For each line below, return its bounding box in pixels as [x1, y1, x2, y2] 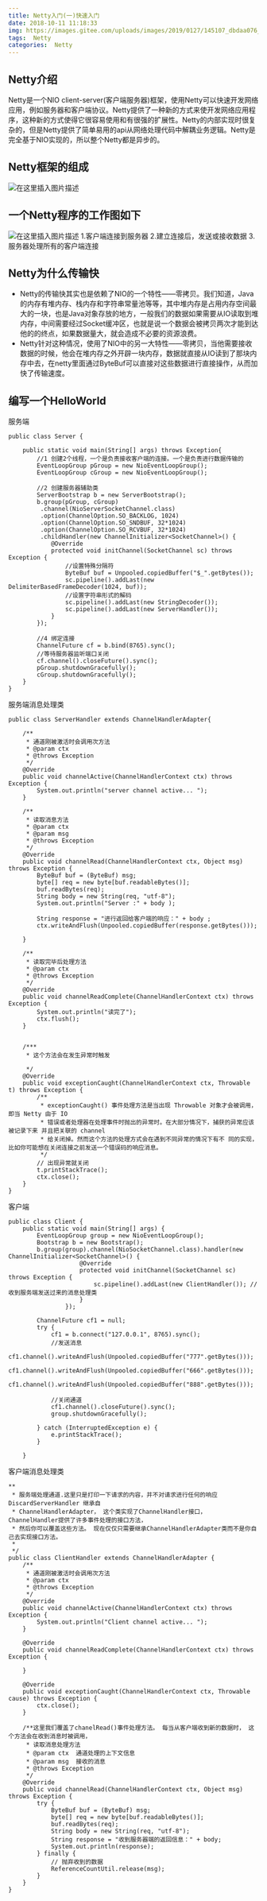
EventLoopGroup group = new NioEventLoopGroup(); [37, 1232, 204, 1240]
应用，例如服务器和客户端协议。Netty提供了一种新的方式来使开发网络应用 [8, 105, 250, 114]
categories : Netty [8, 41, 73, 49]
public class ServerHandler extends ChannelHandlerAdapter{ [8, 716, 212, 724]
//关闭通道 [50, 1396, 82, 1404]
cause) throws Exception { [8, 1694, 98, 1703]
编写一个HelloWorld [8, 394, 106, 408]
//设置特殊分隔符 [64, 562, 114, 571]
